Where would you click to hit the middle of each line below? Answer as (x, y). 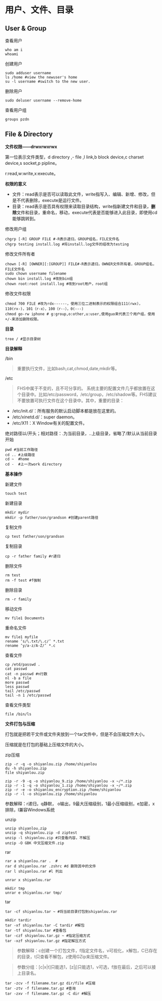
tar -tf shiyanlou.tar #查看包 (36, 930)
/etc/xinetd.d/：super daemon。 (44, 417)
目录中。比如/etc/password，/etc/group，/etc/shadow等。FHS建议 (89, 394)
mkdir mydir (17, 512)
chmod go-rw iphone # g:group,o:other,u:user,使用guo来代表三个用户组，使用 (80, 314)
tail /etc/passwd (23, 691)
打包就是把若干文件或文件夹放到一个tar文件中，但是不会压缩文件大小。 (76, 734)
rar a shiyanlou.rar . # (31, 861)
